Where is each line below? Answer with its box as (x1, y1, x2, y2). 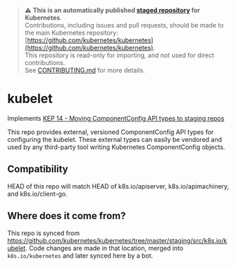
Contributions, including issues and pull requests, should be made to (24, 21, 224, 29)
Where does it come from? (7, 210, 126, 222)
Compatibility (7, 163, 68, 175)
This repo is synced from (7, 229, 80, 237)
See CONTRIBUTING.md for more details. (24, 66, 146, 74)
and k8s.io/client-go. (7, 189, 68, 198)
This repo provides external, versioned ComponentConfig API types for (7, 127, 214, 136)
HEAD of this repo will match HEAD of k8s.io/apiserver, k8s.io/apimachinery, (7, 182, 230, 190)
